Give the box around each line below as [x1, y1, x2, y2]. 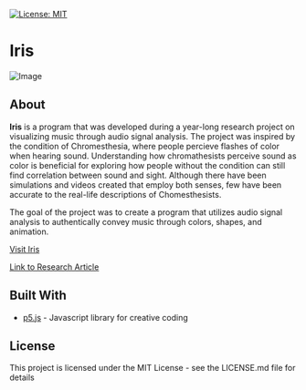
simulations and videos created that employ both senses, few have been [9, 179, 282, 190]
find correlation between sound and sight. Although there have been [9, 169, 267, 180]
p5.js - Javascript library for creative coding [22, 312, 189, 323]
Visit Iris [9, 243, 40, 254]
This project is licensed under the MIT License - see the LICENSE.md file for [9, 363, 296, 374]
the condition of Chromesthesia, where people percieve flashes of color [9, 140, 280, 151]
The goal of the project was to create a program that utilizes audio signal [9, 206, 283, 218]
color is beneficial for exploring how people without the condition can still [9, 159, 286, 170]
